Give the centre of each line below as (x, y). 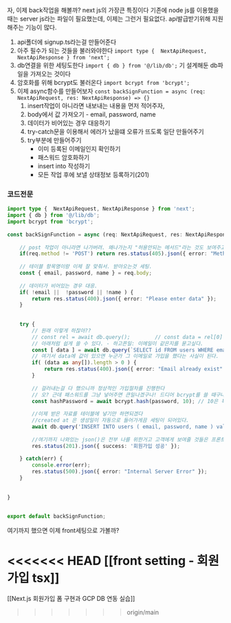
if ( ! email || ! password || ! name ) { (77, 292)
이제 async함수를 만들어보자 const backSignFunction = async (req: (111, 91)
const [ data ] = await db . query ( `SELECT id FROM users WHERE (123, 350)
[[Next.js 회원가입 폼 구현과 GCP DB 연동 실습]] (71, 599)
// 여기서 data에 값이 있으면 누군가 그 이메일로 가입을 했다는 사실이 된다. (125, 356)
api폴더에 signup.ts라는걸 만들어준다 (67, 42)
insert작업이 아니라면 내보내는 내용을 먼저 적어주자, (96, 106)
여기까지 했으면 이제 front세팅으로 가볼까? (63, 531)
